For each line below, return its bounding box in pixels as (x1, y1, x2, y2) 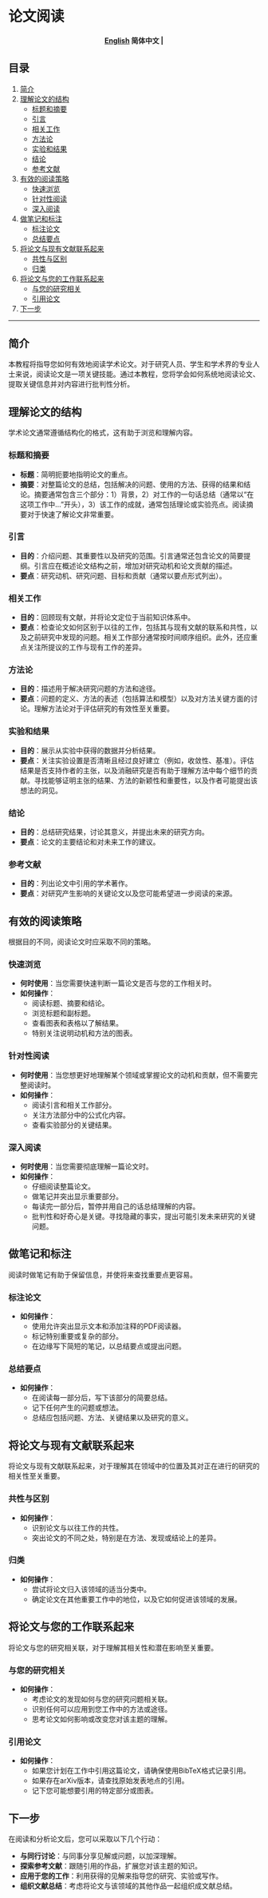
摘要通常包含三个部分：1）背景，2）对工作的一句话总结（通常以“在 (33, 489, 254, 499)
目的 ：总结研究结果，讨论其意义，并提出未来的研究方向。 (19, 828, 209, 836)
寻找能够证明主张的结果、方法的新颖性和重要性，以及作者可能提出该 (33, 776, 258, 785)
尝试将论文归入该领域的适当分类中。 (31, 1584, 152, 1594)
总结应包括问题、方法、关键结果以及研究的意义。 (31, 1413, 193, 1423)
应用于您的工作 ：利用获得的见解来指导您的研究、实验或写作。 (19, 1871, 223, 1881)
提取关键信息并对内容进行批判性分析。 (8, 379, 134, 389)
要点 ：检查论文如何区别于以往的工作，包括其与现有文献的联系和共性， (19, 622, 251, 632)
